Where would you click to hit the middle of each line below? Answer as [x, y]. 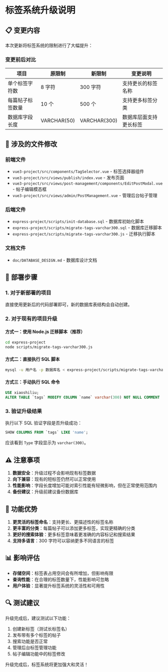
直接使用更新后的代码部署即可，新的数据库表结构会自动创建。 [69, 304]
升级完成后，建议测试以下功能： [38, 618]
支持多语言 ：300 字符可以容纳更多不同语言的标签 [63, 540]
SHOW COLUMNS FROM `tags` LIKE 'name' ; [47, 432]
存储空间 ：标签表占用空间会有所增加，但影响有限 [63, 573]
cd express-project [25, 342]
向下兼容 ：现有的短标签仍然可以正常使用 [54, 479]
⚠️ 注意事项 [22, 460]
